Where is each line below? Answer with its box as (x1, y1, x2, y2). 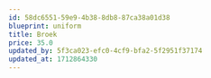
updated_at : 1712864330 (8, 55, 98, 64)
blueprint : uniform (8, 22, 82, 30)
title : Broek (8, 30, 58, 39)
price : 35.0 (8, 38, 53, 48)
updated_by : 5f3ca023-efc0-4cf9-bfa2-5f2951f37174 (8, 47, 203, 56)
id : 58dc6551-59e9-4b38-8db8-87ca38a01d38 (8, 13, 170, 22)
